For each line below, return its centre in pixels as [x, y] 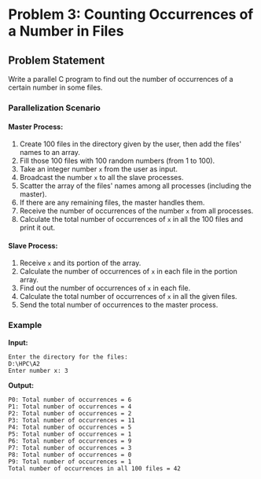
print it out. [37, 228]
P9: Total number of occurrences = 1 [70, 462]
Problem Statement [57, 60]
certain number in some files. [55, 87]
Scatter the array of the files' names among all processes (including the [135, 186]
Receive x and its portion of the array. [80, 263]
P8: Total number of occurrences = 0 [70, 455]
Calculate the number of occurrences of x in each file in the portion [129, 271]
